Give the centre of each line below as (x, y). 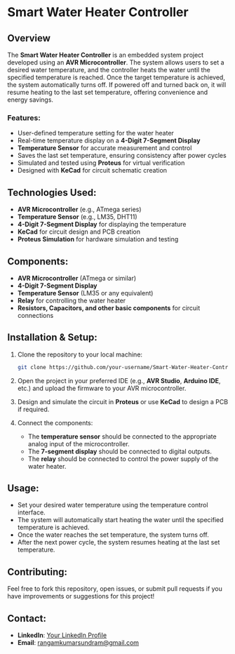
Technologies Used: (52, 193)
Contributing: (38, 572)
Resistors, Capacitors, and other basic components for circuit (109, 308)
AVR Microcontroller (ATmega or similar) (77, 278)
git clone (32, 367)
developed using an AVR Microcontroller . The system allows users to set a (116, 62)
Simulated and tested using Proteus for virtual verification (101, 163)
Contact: (27, 618)
